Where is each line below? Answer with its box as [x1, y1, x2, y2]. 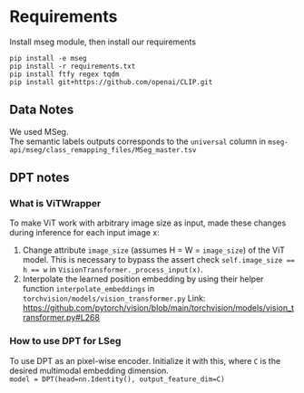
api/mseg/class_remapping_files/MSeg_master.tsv [9, 145, 197, 155]
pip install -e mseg [9, 53, 88, 62]
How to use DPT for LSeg [9, 335, 122, 348]
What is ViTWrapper [9, 197, 102, 210]
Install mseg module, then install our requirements [9, 36, 197, 47]
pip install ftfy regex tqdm [9, 70, 120, 79]
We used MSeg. [9, 126, 69, 137]
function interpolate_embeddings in [22, 283, 155, 294]
